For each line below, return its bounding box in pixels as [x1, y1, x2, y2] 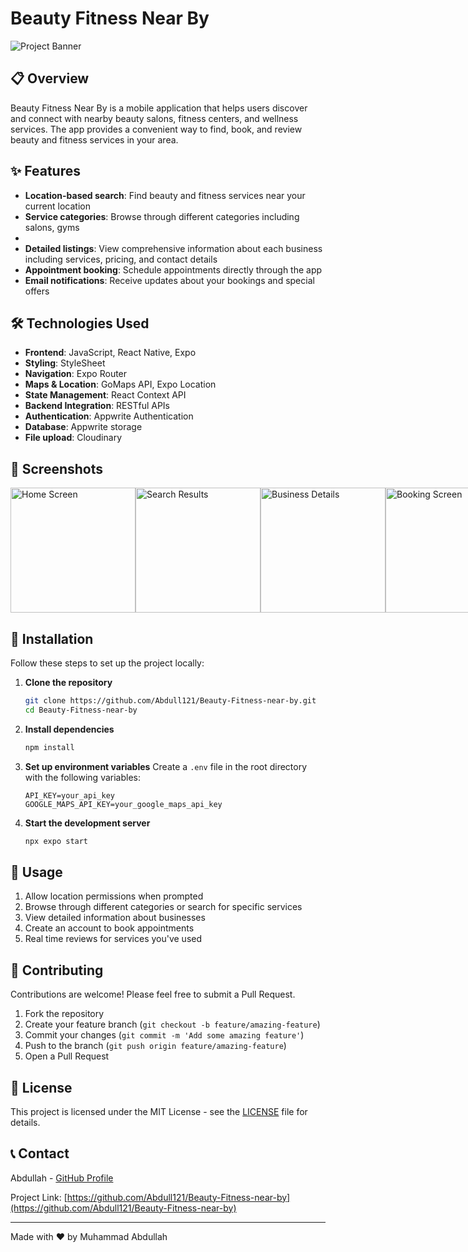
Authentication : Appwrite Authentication [24, 410, 194, 422]
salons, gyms [24, 221, 80, 233]
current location [24, 200, 91, 212]
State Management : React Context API [24, 389, 187, 401]
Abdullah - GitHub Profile [10, 1172, 114, 1184]
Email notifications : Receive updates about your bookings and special [24, 274, 315, 286]
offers [24, 285, 50, 297]
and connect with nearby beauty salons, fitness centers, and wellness [10, 112, 299, 124]
